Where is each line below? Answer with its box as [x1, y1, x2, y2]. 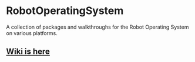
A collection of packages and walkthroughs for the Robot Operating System [6, 23, 189, 30]
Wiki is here [6, 47, 50, 57]
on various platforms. [6, 29, 58, 36]
